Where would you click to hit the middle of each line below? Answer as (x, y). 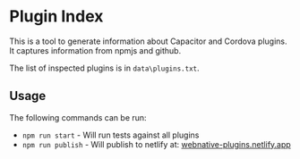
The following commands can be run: (78, 117)
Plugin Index (56, 17)
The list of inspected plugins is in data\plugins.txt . (104, 68)
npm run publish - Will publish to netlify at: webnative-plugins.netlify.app (156, 144)
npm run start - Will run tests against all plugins (111, 135)
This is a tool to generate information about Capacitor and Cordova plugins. (148, 41)
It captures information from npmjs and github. (95, 50)
